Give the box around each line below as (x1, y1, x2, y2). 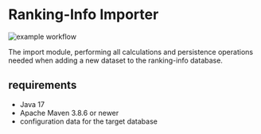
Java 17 (19, 99, 45, 109)
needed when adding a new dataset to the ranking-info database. (8, 56, 223, 65)
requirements (8, 78, 77, 92)
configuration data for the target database (19, 117, 158, 126)
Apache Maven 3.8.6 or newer (19, 108, 119, 117)
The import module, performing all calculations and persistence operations (8, 47, 253, 56)
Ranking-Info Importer (8, 6, 159, 24)
